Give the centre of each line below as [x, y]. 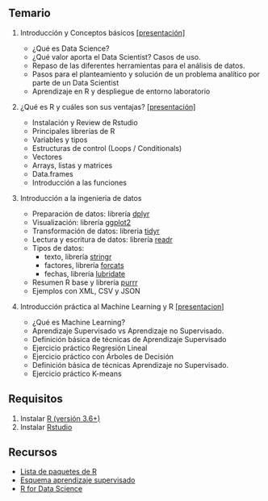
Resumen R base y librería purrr [85, 282]
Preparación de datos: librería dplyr [91, 214]
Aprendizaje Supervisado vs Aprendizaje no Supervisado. [128, 331]
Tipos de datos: [58, 248]
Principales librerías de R [73, 131]
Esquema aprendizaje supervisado [77, 480]
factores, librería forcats [84, 265]
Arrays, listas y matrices [72, 165]
